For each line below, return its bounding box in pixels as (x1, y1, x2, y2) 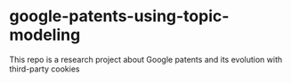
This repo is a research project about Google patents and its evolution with (9, 54, 283, 64)
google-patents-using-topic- (9, 6, 230, 26)
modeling (9, 25, 81, 45)
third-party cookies (9, 64, 80, 74)
